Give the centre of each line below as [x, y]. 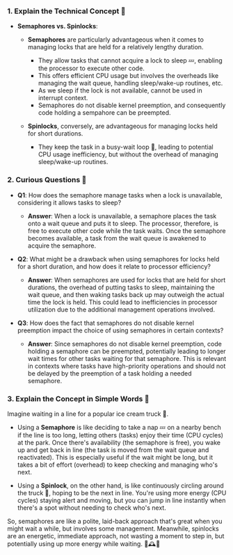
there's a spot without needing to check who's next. [92, 508]
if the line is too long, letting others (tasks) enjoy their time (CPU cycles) [120, 435]
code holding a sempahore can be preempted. [105, 113]
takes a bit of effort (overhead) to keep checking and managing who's [117, 465]
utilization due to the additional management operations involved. [121, 309]
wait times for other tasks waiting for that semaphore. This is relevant [127, 358]
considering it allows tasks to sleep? [69, 202]
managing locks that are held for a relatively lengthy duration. [115, 47]
